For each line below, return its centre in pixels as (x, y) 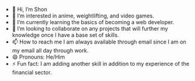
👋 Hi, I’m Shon (29, 9)
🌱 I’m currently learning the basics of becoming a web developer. (93, 22)
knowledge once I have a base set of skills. (66, 35)
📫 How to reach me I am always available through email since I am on (99, 42)
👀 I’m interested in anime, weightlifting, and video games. (83, 16)
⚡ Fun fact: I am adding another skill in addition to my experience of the (101, 64)
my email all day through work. (50, 50)
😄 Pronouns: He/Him (38, 57)
